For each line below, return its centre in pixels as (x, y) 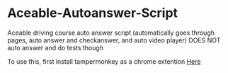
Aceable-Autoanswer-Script (93, 13)
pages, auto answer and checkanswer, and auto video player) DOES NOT (114, 40)
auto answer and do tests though (56, 47)
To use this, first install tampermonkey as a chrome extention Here (104, 61)
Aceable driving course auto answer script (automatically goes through (111, 33)
